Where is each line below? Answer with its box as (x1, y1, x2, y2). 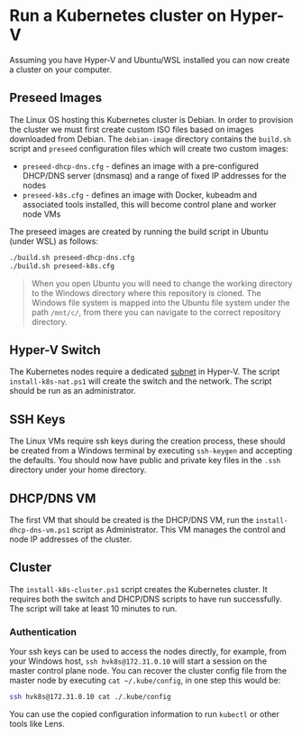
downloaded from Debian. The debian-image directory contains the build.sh (9, 133, 291, 144)
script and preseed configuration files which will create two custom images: (9, 143, 288, 154)
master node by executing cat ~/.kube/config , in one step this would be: (9, 675, 281, 686)
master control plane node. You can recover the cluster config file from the (9, 666, 287, 676)
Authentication (9, 625, 77, 638)
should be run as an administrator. (9, 386, 137, 396)
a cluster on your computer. (9, 64, 113, 75)
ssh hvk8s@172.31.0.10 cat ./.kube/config (9, 693, 171, 702)
